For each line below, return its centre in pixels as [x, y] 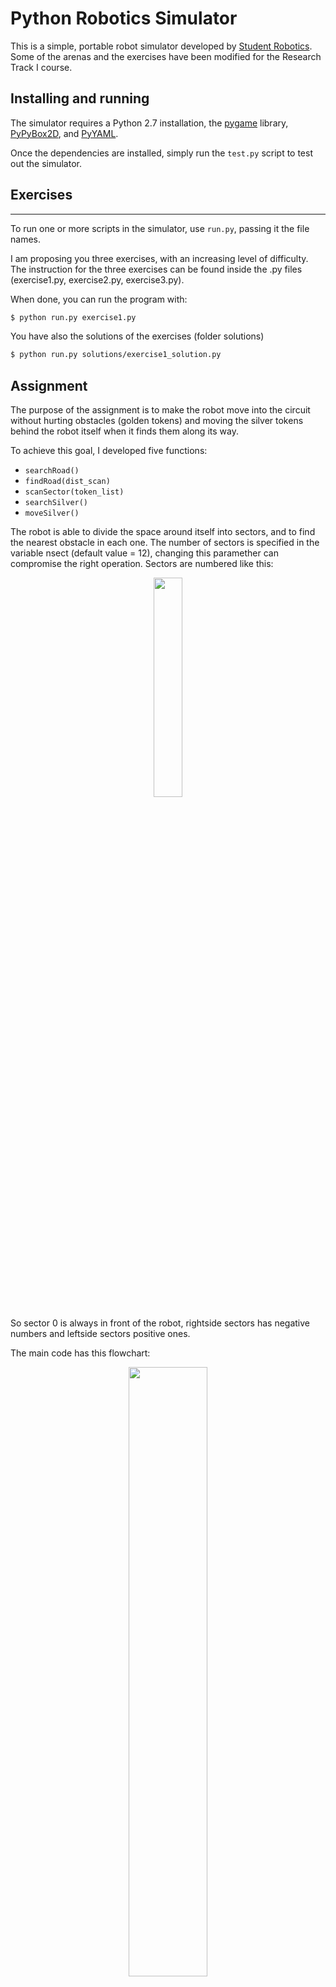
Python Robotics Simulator [124, 18]
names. [25, 239]
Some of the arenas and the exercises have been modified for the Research [166, 56]
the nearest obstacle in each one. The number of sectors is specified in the [165, 543]
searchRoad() [52, 471]
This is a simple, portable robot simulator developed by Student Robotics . [161, 46]
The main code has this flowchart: [80, 1353]
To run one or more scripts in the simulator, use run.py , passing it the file [160, 228]
